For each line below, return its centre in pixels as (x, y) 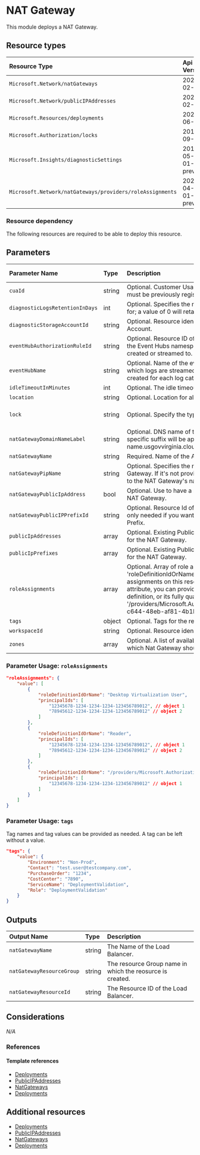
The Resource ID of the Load (147, 989)
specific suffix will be (157, 439)
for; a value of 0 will (154, 311)
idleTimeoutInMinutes (40, 387)
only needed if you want (161, 515)
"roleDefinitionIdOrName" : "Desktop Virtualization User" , (112, 695)
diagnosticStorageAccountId (49, 325)
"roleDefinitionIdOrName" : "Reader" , (85, 734)
